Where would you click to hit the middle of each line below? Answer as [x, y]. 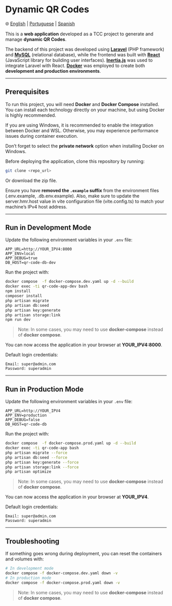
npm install [18, 291]
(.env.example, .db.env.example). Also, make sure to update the [72, 196]
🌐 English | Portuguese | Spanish [40, 24]
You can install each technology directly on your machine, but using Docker [85, 110]
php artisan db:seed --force [36, 457]
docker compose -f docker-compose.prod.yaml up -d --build [71, 443]
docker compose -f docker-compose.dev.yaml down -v [61, 573]
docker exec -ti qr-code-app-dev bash [47, 286]
